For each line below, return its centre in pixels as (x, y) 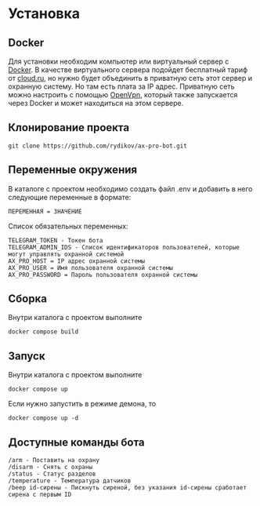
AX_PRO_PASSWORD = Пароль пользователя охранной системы (103, 275)
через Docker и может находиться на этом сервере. (96, 103)
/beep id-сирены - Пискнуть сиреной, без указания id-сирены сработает (127, 488)
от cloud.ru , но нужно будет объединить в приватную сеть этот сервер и (130, 78)
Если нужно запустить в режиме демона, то (82, 404)
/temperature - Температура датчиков (70, 481)
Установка (44, 14)
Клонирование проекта (69, 127)
